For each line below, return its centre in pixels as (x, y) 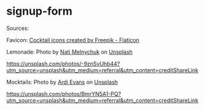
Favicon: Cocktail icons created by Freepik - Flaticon (73, 40)
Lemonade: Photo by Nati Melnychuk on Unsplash (70, 52)
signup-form (39, 11)
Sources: (18, 28)
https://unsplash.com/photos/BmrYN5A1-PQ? (64, 94)
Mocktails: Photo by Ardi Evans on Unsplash (62, 82)
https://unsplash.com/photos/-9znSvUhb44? (63, 64)
